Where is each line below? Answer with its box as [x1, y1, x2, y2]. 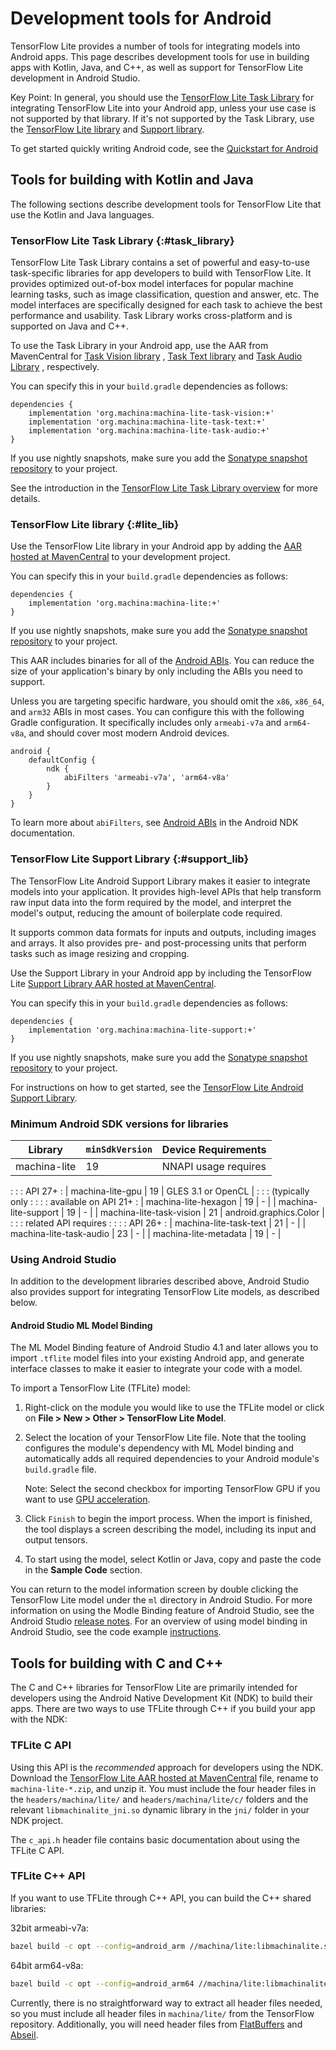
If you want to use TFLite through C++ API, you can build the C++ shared [10, 1892, 312, 1904]
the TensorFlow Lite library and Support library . [10, 123, 205, 135]
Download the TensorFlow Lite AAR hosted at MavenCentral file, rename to [10, 1772, 319, 1784]
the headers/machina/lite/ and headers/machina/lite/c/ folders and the [10, 1793, 309, 1805]
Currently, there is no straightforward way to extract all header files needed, [10, 1997, 323, 2009]
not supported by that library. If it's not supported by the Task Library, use [10, 112, 315, 124]
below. [10, 1297, 38, 1309]
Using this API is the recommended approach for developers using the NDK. [10, 1761, 324, 1773]
